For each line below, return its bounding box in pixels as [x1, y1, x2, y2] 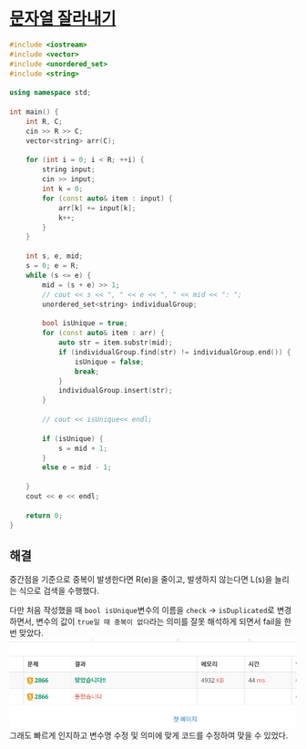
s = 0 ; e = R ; [25, 262, 79, 271]
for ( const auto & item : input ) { [42, 193, 173, 203]
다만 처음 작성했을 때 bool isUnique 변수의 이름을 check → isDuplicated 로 [9, 605, 275, 616]
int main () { [9, 108, 59, 117]
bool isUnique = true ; [42, 319, 128, 328]
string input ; [42, 165, 96, 174]
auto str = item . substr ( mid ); [57, 338, 173, 347]
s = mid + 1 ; [57, 444, 107, 453]
